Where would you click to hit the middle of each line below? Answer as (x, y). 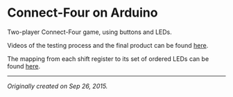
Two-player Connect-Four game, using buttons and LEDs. (89, 32)
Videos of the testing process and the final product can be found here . (108, 45)
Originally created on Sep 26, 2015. (58, 86)
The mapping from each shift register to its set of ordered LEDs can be (108, 59)
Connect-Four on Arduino (83, 13)
